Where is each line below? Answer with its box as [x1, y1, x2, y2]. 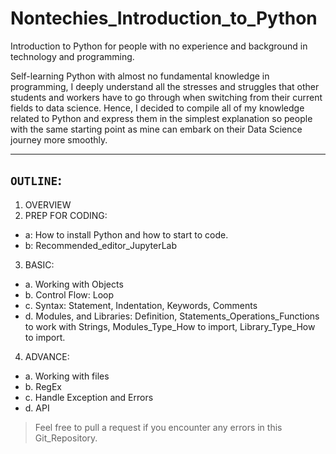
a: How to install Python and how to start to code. [24, 228, 229, 241]
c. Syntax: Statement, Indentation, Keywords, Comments [24, 299, 258, 311]
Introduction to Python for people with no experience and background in [10, 40, 308, 52]
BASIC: [24, 258, 55, 271]
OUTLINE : [10, 172, 63, 189]
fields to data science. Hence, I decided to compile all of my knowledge [10, 102, 305, 114]
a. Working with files [24, 370, 110, 382]
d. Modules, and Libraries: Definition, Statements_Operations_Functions [24, 310, 320, 322]
